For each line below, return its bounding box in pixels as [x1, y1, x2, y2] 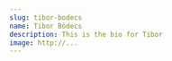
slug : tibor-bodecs [9, 13, 83, 22]
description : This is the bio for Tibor [9, 30, 164, 39]
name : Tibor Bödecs [9, 22, 83, 30]
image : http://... [9, 38, 78, 48]
